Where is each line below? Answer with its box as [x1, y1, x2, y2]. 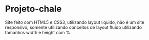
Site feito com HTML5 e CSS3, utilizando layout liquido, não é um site [5, 19, 145, 25]
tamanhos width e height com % [5, 29, 70, 35]
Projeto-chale [5, 3, 62, 14]
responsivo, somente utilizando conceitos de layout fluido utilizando [5, 24, 142, 30]
